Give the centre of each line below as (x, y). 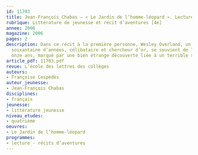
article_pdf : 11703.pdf (35, 61)
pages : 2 (17, 39)
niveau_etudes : (25, 116)
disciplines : (22, 94)
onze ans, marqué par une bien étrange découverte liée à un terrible (100, 55)
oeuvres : (17, 127)
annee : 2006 (21, 28)
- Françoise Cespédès (33, 77)
